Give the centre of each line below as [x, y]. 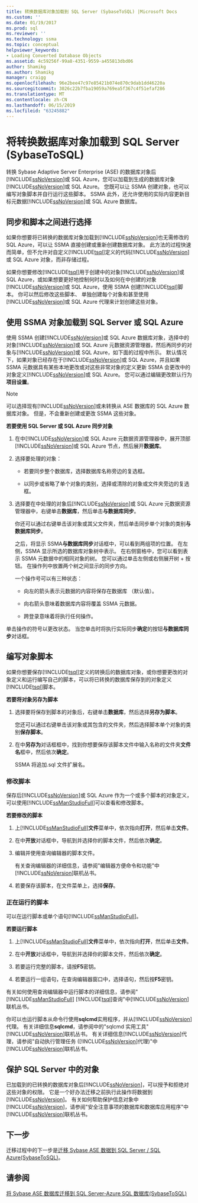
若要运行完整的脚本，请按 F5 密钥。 [57, 967]
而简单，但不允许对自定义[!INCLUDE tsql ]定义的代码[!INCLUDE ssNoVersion [97, 252]
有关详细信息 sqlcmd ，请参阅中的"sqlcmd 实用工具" [86, 1027]
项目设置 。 [19, 382]
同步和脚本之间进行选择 [49, 222]
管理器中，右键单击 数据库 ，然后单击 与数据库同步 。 [77, 511]
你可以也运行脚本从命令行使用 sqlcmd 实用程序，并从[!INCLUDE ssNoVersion [98, 1019]
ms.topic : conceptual [33, 45]
